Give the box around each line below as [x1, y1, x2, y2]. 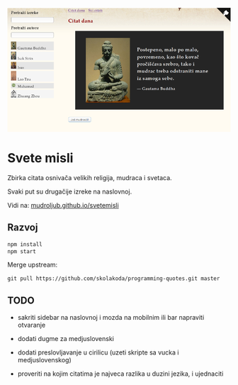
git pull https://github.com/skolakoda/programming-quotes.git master [7, 275, 220, 282]
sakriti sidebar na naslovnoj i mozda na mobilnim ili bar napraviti [17, 313, 205, 322]
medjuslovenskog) [17, 356, 72, 364]
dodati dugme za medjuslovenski [17, 335, 115, 343]
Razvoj [7, 221, 38, 234]
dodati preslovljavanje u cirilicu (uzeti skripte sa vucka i [17, 348, 179, 357]
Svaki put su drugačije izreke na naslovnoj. [7, 187, 132, 196]
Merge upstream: [7, 260, 58, 269]
